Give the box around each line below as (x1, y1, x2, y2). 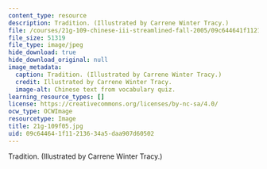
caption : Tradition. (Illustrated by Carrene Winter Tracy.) (15, 71, 222, 79)
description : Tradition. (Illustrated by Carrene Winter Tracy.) (8, 19, 229, 27)
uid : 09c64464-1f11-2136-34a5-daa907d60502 (8, 129, 155, 137)
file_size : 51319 (8, 33, 66, 42)
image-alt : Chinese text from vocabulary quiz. (15, 85, 176, 94)
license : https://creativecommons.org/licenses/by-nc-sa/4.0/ (8, 100, 219, 108)
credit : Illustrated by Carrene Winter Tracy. (15, 78, 172, 86)
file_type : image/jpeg (8, 41, 83, 49)
